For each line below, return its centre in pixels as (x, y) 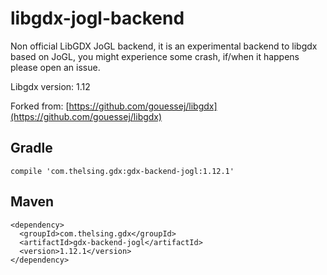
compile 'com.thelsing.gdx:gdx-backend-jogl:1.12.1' (122, 171)
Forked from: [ (40, 106)
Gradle (31, 148)
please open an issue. (55, 67)
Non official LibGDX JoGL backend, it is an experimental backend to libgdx (164, 46)
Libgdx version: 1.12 (50, 86)
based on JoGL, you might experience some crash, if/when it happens (155, 56)
